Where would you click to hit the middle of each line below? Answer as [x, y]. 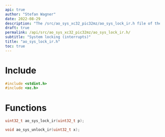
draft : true [17, 28]
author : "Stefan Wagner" [30, 14]
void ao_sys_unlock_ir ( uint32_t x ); [42, 130]
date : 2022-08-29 [23, 19]
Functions [26, 108]
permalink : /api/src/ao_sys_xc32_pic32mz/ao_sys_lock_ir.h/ [68, 32]
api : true [15, 10]
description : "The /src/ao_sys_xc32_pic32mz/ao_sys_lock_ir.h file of [79, 23]
